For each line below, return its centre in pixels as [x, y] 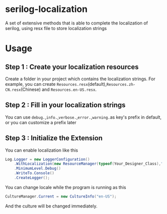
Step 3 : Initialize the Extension [54, 138]
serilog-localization [46, 9]
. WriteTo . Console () [34, 173]
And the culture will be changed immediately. [51, 206]
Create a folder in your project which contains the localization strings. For [80, 79]
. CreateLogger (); [32, 178]
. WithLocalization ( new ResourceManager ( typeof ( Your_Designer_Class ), [88, 164]
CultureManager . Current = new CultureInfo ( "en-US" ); [61, 196]
